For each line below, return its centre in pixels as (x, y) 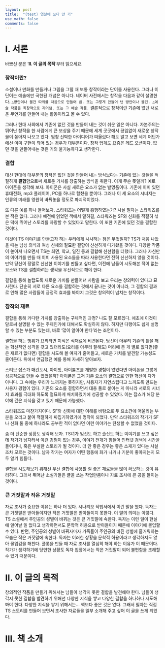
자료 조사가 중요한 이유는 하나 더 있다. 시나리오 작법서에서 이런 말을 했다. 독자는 (81, 507)
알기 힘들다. (21, 458)
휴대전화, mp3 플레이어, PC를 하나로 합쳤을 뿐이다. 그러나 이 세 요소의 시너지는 (81, 193)
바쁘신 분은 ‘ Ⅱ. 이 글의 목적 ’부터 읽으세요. (44, 64)
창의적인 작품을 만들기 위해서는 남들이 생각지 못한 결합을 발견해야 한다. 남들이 (79, 592)
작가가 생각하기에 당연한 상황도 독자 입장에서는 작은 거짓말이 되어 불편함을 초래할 (83, 550)
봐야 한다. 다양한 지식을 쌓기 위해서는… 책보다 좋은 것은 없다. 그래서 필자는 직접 (81, 605)
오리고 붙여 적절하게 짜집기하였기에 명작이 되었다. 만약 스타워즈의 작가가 (83, 417)
